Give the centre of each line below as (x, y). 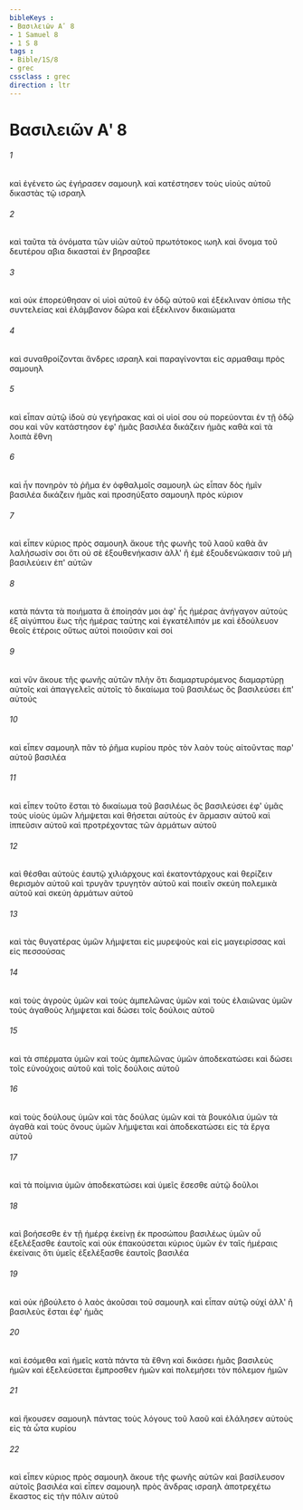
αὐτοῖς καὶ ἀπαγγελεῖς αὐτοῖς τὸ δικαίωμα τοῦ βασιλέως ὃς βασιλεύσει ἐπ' (151, 689)
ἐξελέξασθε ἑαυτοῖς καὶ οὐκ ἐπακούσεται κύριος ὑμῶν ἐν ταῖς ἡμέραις (144, 1243)
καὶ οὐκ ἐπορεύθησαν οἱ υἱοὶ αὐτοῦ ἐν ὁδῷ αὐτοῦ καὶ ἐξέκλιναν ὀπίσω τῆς (150, 301)
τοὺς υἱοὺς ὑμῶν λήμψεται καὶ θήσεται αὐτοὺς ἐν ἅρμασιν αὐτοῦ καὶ (140, 816)
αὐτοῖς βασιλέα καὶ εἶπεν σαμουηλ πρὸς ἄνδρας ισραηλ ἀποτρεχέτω (140, 1486)
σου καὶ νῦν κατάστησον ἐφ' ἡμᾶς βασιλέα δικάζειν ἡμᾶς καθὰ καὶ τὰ (141, 426)
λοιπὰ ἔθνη (31, 436)
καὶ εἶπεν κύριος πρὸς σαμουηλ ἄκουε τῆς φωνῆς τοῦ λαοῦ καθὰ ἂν (139, 543)
